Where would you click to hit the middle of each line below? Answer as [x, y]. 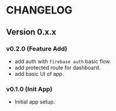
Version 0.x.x [31, 32]
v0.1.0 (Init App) [29, 89]
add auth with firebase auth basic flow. [63, 61]
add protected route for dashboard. [57, 68]
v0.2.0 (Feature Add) [37, 49]
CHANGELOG [39, 10]
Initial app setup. [35, 102]
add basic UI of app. [39, 73]
